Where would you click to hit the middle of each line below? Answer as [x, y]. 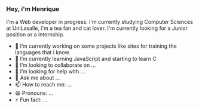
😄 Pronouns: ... [34, 93]
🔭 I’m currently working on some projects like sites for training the [96, 46]
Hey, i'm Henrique [33, 9]
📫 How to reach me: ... [43, 85]
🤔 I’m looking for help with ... [50, 72]
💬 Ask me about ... [37, 78]
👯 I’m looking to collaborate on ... [55, 65]
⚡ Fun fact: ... [31, 100]
